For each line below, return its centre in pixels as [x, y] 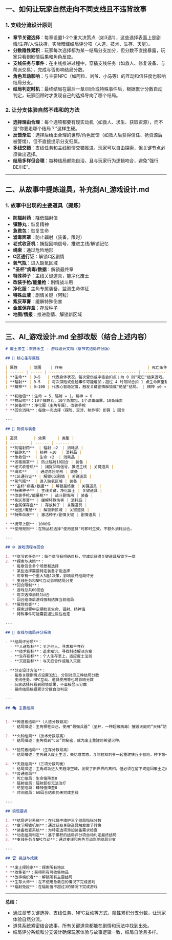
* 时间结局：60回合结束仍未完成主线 [45, 793]
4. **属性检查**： [23, 604]
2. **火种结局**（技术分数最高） [36, 736]
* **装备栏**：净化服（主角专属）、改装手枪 [46, 405]
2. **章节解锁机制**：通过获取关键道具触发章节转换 [53, 825]
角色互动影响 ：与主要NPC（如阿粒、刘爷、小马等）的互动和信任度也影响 [89, 76]
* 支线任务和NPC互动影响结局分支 [42, 580]
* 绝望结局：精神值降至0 [35, 788]
